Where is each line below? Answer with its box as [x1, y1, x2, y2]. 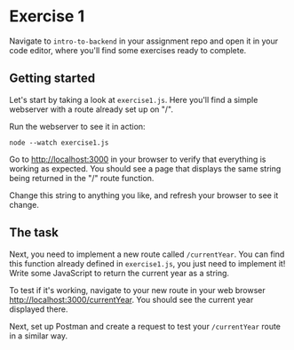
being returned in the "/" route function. [9, 172, 155, 183]
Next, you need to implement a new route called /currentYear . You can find [9, 249, 285, 259]
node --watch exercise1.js [9, 138, 109, 147]
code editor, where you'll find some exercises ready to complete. [9, 44, 247, 55]
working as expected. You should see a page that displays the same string [9, 163, 282, 174]
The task [9, 225, 60, 241]
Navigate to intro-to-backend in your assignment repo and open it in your [9, 36, 279, 46]
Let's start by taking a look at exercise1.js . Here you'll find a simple [9, 94, 258, 105]
